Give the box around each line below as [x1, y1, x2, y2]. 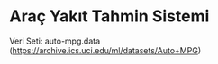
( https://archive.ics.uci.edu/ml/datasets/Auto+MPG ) [9, 44, 201, 55]
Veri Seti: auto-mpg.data [9, 36, 101, 46]
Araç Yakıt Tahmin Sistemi [9, 6, 210, 27]
